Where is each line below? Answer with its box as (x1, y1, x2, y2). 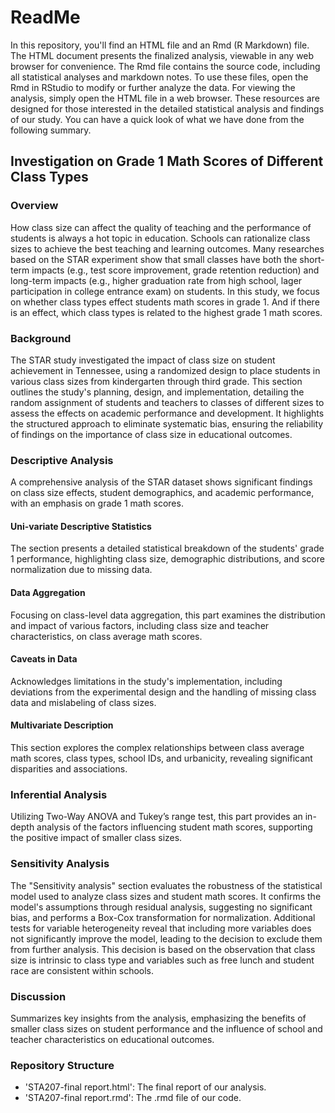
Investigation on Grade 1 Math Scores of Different (10, 153, 324, 170)
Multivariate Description (10, 719, 114, 731)
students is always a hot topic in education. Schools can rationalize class (10, 232, 311, 244)
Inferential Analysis (10, 787, 108, 801)
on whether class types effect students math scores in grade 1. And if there (10, 296, 320, 308)
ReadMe (10, 6, 81, 29)
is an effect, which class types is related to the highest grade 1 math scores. (10, 306, 323, 318)
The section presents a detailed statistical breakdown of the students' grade (10, 542, 325, 555)
